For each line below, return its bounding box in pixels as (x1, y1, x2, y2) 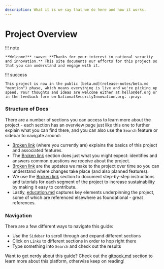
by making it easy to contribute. (12, 184, 77, 190)
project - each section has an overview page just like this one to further (5, 122, 150, 128)
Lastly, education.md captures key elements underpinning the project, (12, 189, 155, 195)
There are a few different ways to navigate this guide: (5, 223, 113, 230)
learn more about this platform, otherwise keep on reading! (5, 258, 125, 264)
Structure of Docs (5, 106, 49, 113)
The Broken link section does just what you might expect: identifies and (12, 153, 158, 158)
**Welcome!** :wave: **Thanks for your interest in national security (5, 54, 153, 59)
